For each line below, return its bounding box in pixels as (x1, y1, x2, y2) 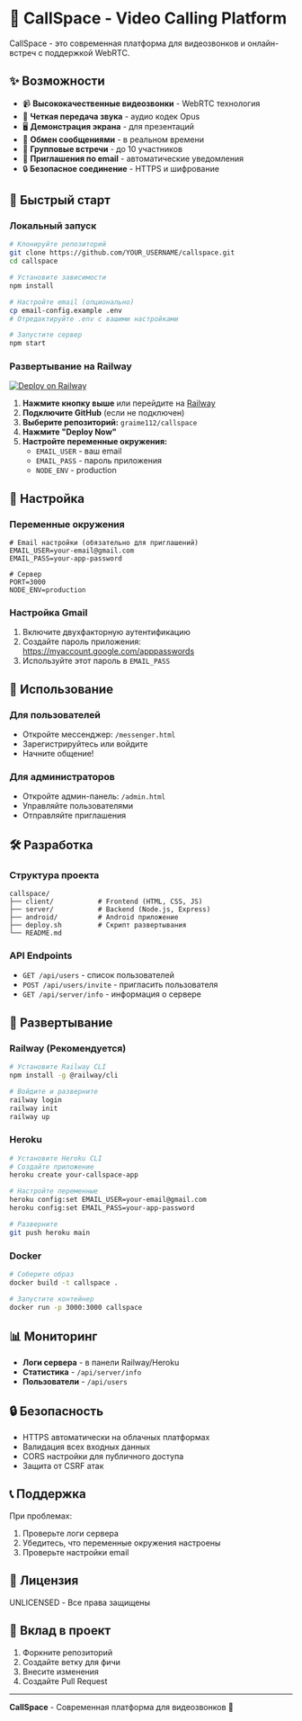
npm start (9, 339, 47, 348)
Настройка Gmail (9, 606, 88, 619)
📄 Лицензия (9, 1573, 79, 1589)
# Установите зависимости (9, 273, 106, 282)
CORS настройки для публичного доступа (22, 1451, 184, 1462)
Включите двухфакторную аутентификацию (22, 627, 191, 638)
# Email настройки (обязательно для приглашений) (9, 539, 200, 548)
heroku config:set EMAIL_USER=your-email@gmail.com (9, 1196, 207, 1205)
